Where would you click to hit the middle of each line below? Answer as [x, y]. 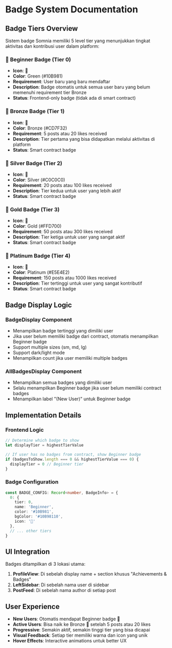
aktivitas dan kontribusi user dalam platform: [52, 46]
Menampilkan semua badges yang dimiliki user [62, 383]
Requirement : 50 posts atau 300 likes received [63, 232]
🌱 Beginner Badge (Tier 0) [38, 59]
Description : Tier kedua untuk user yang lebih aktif [67, 191]
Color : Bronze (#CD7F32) [40, 128]
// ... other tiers [31, 531]
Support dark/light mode [39, 353]
